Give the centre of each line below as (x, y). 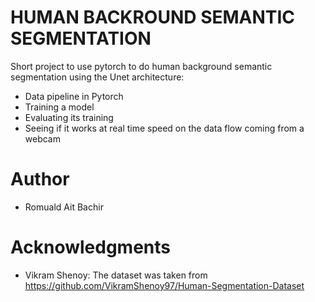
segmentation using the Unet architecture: (97, 77)
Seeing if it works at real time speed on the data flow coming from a (164, 128)
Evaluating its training (69, 117)
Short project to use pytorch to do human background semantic (141, 66)
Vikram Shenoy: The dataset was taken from (116, 275)
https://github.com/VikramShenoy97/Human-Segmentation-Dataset (164, 285)
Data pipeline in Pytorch (74, 96)
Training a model (59, 107)
